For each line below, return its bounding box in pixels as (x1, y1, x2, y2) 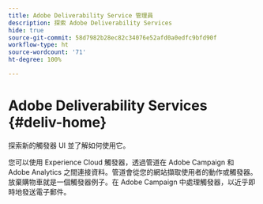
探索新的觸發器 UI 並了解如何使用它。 (8, 140, 130, 150)
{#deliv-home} (8, 114, 107, 131)
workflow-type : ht (8, 41, 69, 49)
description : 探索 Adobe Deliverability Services (8, 19, 172, 27)
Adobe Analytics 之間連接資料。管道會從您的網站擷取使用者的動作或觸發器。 (8, 167, 257, 176)
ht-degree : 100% (8, 56, 62, 64)
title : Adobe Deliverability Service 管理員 (8, 11, 154, 20)
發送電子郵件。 (21, 187, 71, 196)
